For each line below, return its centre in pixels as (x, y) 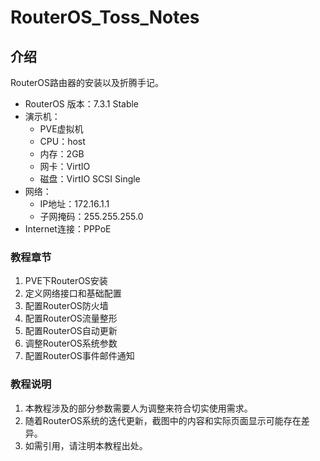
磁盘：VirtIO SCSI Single (90, 179)
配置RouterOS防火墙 (66, 306)
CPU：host (62, 141)
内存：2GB (62, 154)
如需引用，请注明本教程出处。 (86, 445)
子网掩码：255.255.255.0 (91, 216)
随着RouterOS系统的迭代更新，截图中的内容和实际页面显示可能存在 (163, 420)
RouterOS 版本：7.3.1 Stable (82, 104)
